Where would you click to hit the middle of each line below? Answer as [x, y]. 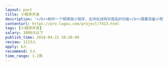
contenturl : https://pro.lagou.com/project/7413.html [62, 24]
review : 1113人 [20, 42]
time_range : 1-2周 [24, 56]
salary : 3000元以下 [24, 33]
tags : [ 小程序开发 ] [23, 28]
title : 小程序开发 [22, 14]
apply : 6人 [16, 47]
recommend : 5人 [20, 51]
